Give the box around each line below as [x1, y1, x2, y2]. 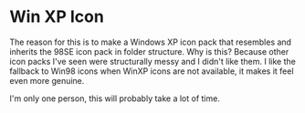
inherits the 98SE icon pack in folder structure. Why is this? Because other [9, 46, 289, 56]
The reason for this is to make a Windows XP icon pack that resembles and [9, 36, 292, 47]
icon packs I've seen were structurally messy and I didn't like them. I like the [9, 56, 297, 67]
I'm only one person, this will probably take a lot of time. [9, 93, 221, 104]
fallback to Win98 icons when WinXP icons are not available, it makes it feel [9, 66, 294, 77]
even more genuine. [9, 75, 85, 86]
